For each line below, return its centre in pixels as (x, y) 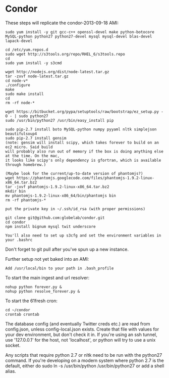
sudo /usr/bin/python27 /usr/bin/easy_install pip (60, 120)
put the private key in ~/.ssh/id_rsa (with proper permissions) (75, 209)
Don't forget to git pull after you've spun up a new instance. (67, 249)
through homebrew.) (26, 165)
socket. (13, 345)
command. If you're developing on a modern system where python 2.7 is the (84, 360)
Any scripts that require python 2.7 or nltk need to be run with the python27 (84, 355)
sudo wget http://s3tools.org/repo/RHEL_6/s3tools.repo (65, 54)
